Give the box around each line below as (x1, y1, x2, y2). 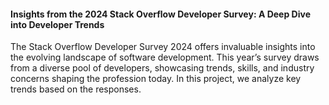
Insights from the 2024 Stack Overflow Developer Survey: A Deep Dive (10, 8, 311, 20)
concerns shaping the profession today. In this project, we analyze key (10, 73, 302, 85)
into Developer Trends (10, 18, 105, 30)
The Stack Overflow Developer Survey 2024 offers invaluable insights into (10, 41, 316, 53)
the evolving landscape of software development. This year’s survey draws (10, 51, 320, 64)
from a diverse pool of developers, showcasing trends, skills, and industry (10, 62, 315, 74)
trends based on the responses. (10, 83, 142, 95)
